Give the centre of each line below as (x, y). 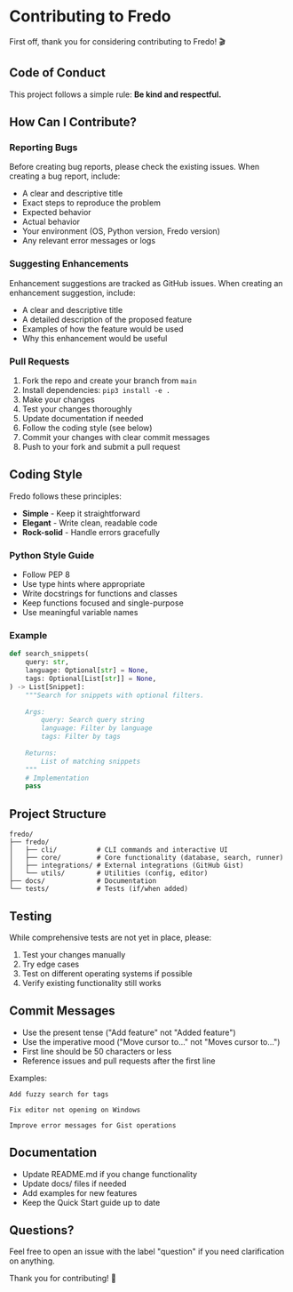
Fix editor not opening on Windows (75, 1110)
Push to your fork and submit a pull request (101, 447)
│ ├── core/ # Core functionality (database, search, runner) (146, 858)
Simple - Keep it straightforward (81, 513)
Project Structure (58, 814)
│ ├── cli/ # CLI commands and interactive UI (119, 850)
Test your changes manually (74, 954)
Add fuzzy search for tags (59, 1094)
